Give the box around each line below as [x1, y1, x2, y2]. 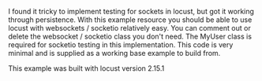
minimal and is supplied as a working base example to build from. [8, 49, 221, 57]
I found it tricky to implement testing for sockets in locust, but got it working [8, 7, 255, 16]
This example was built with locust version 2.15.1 [8, 64, 165, 73]
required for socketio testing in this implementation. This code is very [8, 40, 234, 50]
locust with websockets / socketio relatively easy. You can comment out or [8, 24, 251, 32]
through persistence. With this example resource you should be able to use [8, 15, 253, 24]
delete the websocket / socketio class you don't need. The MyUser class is [8, 31, 253, 41]
